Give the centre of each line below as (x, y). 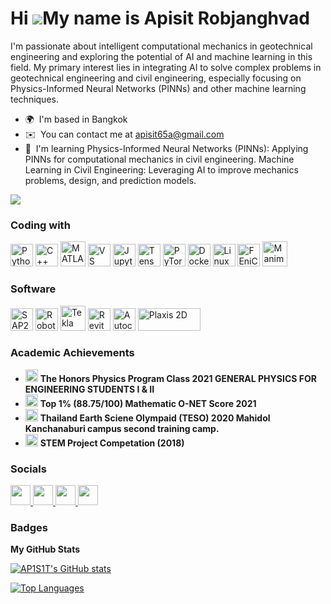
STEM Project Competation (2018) (112, 443)
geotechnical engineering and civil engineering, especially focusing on (156, 78)
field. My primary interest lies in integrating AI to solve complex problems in (166, 67)
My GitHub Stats (45, 549)
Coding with (40, 225)
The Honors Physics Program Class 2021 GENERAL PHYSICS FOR (178, 378)
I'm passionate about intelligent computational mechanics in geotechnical (161, 46)
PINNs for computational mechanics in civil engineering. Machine (159, 159)
